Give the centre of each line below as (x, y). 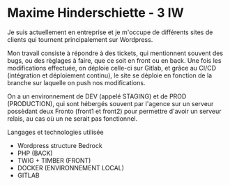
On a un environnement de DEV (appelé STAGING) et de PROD (97, 96)
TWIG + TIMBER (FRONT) (54, 160)
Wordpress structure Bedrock (60, 145)
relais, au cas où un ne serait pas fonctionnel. (72, 118)
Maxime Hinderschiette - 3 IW (96, 13)
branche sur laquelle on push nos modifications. (76, 82)
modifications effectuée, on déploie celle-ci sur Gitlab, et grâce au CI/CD (112, 68)
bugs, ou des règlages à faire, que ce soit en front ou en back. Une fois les (114, 60)
